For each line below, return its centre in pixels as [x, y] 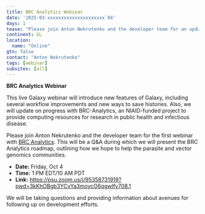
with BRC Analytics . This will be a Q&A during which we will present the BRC [102, 142]
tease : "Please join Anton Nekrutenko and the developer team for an [97, 29]
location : [19, 40]
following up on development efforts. [53, 204]
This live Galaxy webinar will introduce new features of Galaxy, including [97, 98]
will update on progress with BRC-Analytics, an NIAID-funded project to [96, 111]
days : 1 [16, 23]
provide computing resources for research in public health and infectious [98, 117]
